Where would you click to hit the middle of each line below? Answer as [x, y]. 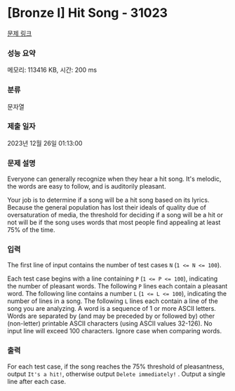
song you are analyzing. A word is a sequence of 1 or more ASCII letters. [112, 309]
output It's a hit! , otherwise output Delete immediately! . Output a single [116, 373]
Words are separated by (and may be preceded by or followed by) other [111, 316]
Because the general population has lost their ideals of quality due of [107, 207]
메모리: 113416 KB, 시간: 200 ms [52, 70]
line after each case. [37, 381]
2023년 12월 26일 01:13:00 [45, 143]
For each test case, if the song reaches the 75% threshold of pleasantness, [116, 366]
